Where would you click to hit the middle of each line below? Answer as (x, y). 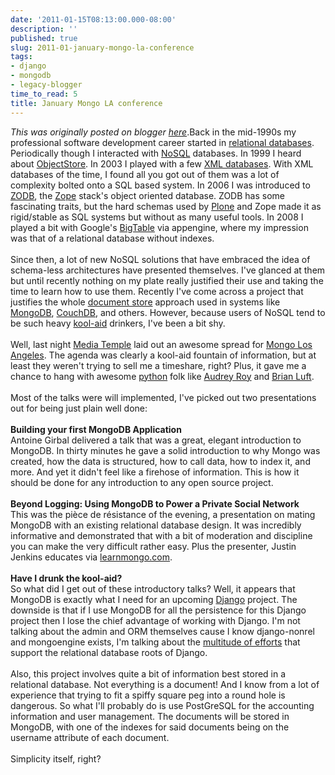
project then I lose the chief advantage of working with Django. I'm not (155, 620)
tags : (21, 57)
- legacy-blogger (46, 85)
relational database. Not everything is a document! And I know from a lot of (165, 684)
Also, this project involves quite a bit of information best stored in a (148, 673)
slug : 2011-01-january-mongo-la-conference (102, 47)
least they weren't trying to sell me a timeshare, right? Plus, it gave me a (158, 365)
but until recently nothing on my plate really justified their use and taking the (167, 280)
